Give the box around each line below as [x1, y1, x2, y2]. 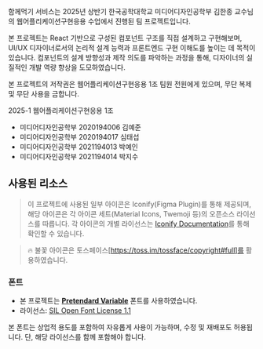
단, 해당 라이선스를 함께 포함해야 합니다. [24, 333, 147, 342]
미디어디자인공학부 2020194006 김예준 [19, 122, 141, 132]
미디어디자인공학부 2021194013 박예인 [19, 142, 139, 151]
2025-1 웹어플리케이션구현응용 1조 [8, 106, 114, 115]
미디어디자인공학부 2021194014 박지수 [19, 152, 139, 161]
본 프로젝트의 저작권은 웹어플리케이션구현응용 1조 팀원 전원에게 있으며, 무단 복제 [8, 79, 252, 89]
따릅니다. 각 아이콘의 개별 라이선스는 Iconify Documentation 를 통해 [42, 219, 250, 228]
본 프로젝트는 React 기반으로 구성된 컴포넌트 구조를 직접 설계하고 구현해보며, [8, 34, 243, 42]
